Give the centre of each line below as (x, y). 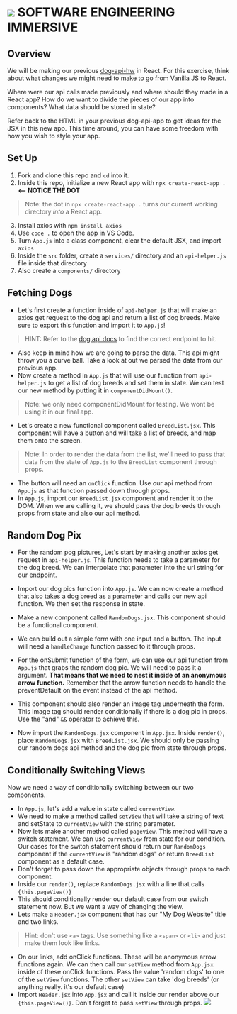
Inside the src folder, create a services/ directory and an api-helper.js (122, 255)
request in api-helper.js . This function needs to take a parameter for (119, 560)
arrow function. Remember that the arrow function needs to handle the (122, 683)
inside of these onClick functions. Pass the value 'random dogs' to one (121, 972)
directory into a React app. (63, 211)
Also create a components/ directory (69, 270)
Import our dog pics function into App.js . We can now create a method (121, 589)
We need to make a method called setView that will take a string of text (121, 816)
